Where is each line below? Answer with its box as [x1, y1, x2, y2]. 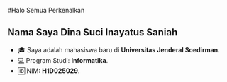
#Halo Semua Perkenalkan [7, 6, 85, 14]
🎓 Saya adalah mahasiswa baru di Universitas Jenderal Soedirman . [17, 45, 220, 54]
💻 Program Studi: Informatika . [17, 56, 109, 64]
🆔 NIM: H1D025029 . [17, 66, 80, 75]
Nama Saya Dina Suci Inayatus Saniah [7, 26, 178, 38]
